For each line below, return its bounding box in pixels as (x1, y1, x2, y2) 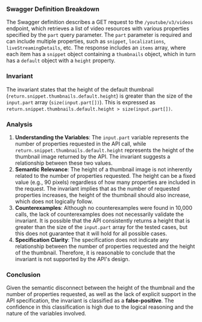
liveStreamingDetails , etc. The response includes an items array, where (6, 44, 186, 51)
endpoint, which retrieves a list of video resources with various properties (6, 25, 190, 32)
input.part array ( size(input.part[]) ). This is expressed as (6, 98, 156, 106)
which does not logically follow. (14, 198, 93, 205)
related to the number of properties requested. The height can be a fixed (14, 172, 196, 179)
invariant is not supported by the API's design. (14, 255, 130, 262)
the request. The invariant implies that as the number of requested (14, 185, 180, 192)
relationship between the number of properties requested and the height (14, 242, 195, 250)
